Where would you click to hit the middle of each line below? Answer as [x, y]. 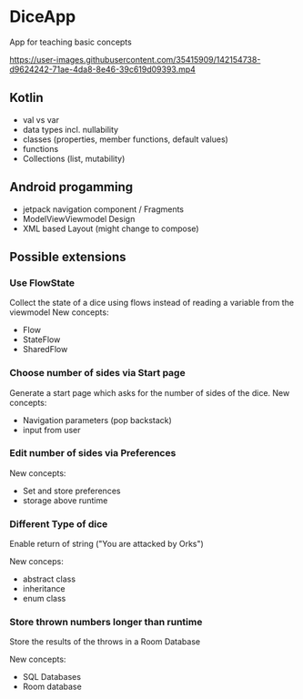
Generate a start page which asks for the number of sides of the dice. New [150, 392]
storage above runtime [65, 500]
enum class [44, 599]
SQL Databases [52, 677]
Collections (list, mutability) [74, 158]
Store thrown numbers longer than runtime [106, 623]
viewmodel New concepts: [59, 312]
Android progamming [71, 187]
